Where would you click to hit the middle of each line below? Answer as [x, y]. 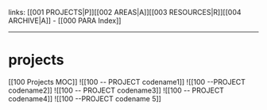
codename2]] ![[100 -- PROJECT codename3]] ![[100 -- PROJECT [116, 90]
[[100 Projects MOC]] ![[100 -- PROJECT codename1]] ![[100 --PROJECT [127, 82]
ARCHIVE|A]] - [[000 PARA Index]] [65, 21]
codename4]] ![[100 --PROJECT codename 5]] [85, 98]
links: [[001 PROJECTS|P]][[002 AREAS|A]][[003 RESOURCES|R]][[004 [125, 12]
